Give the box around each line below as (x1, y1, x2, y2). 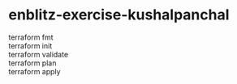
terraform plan (8, 58, 57, 68)
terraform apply (8, 66, 61, 76)
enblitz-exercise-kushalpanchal (8, 6, 230, 24)
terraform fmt (8, 32, 54, 42)
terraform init (8, 40, 53, 50)
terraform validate (8, 49, 69, 59)
